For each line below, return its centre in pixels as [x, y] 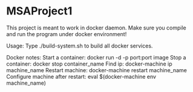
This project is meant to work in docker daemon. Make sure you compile [96, 28]
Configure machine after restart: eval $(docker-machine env [81, 76]
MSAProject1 [39, 11]
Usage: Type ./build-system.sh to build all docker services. [80, 46]
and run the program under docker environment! [67, 34]
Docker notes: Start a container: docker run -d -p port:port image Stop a [96, 57]
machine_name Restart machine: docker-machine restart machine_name [97, 70]
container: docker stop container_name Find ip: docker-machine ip [89, 64]
